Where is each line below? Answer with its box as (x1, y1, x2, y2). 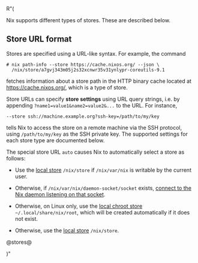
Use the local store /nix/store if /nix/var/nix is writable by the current (14, 166, 192, 174)
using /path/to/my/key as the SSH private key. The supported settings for (6, 130, 188, 138)
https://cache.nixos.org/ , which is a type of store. (6, 83, 128, 91)
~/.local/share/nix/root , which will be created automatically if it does (14, 208, 190, 216)
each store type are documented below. (6, 136, 105, 144)
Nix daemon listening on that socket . (14, 190, 106, 198)
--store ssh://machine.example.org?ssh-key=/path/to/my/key (6, 113, 160, 119)
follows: (6, 154, 26, 162)
